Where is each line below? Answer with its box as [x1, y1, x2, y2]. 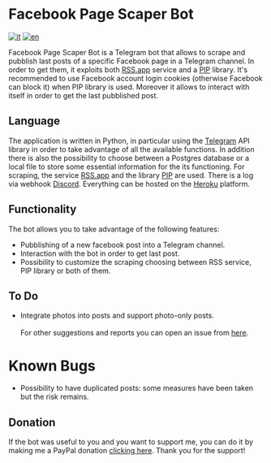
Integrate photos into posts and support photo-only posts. [19, 310, 215, 321]
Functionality [8, 202, 77, 216]
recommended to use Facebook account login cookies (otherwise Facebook [8, 73, 263, 83]
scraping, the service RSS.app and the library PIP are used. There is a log [8, 170, 254, 180]
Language [8, 115, 61, 128]
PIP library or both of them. [19, 266, 111, 275]
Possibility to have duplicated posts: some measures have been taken [19, 383, 254, 393]
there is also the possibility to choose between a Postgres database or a [8, 153, 250, 162]
